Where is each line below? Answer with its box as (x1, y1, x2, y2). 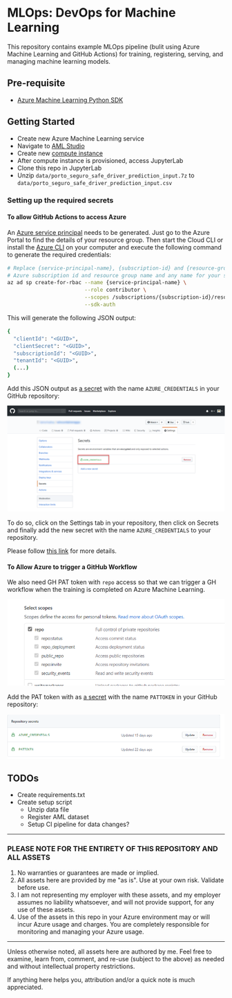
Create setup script (17, 798, 72, 807)
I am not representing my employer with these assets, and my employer (17, 891, 221, 899)
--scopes (84, 294, 110, 301)
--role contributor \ (84, 286, 147, 294)
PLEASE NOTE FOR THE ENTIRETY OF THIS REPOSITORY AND (7, 844, 219, 854)
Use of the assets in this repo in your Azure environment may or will (17, 913, 211, 921)
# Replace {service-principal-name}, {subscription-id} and (7, 265, 184, 272)
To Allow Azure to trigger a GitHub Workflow (7, 563, 137, 571)
